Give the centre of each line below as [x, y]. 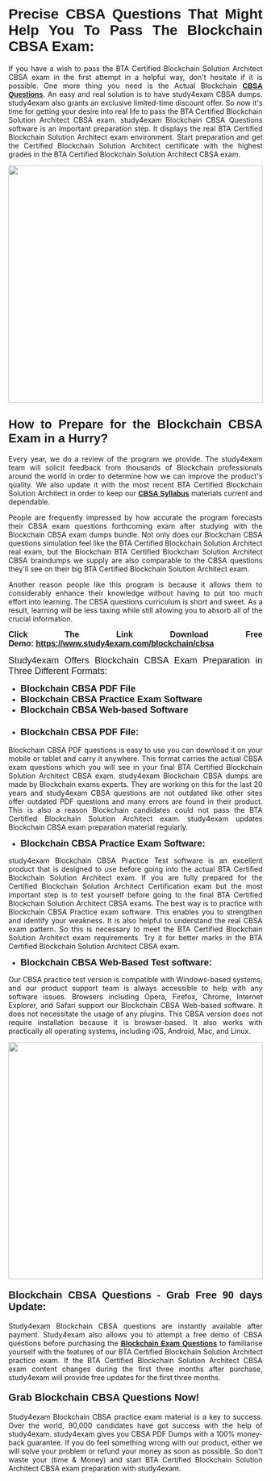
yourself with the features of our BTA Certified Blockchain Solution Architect [135, 1352]
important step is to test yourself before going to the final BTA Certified [135, 895]
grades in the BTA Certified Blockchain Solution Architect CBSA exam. [125, 154]
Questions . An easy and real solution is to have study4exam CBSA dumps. [135, 94]
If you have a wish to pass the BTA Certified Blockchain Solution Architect [135, 68]
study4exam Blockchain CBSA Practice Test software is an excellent [135, 860]
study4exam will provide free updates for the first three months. [115, 1378]
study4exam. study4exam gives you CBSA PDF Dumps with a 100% [122, 1434]
